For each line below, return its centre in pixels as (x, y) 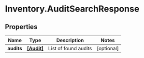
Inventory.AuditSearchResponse (72, 9)
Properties (21, 27)
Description (70, 40)
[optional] (108, 48)
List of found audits (70, 48)
